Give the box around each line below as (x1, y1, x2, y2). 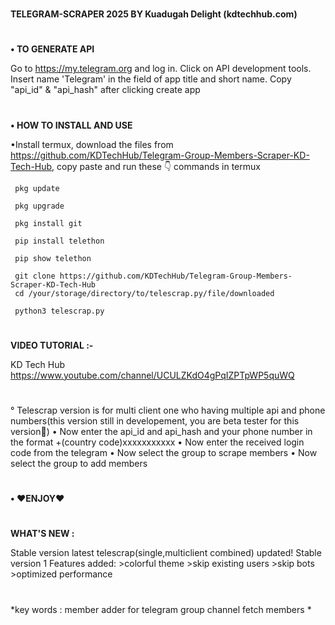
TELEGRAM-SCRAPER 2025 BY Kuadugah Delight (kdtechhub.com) (10, 8, 298, 20)
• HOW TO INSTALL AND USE (10, 119, 133, 131)
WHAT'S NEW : (10, 528, 75, 540)
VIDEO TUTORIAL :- (10, 339, 94, 351)
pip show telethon (14, 253, 92, 263)
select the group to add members (10, 457, 148, 469)
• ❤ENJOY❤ (10, 493, 65, 505)
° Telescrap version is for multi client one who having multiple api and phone (10, 404, 326, 416)
